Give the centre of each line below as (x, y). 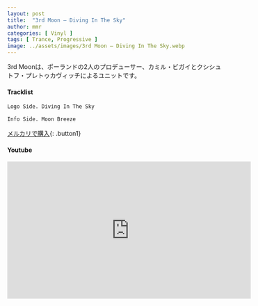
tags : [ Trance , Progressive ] (53, 40)
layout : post (26, 14)
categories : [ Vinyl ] (40, 33)
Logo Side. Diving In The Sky (51, 107)
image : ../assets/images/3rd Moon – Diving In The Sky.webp (96, 46)
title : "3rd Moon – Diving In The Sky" (67, 20)
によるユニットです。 (110, 75)
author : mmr (24, 26)
